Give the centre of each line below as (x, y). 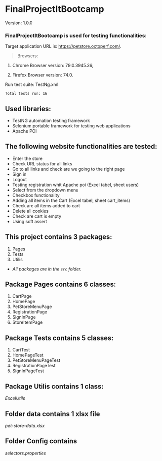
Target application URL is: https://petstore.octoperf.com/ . (63, 46)
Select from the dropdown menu (45, 190)
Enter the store (27, 158)
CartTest (21, 350)
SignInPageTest (28, 371)
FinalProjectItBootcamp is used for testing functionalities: (76, 36)
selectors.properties (26, 453)
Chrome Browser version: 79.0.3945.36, (53, 66)
